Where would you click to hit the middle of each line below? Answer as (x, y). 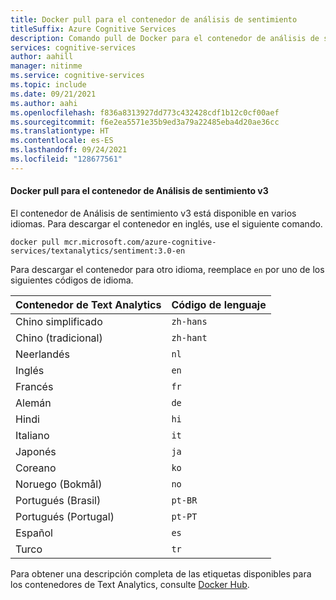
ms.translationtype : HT (60, 131)
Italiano (32, 435)
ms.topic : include (48, 85)
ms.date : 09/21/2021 (53, 94)
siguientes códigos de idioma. (72, 280)
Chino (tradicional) (59, 338)
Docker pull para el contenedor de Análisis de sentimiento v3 (139, 191)
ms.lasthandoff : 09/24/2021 (69, 150)
